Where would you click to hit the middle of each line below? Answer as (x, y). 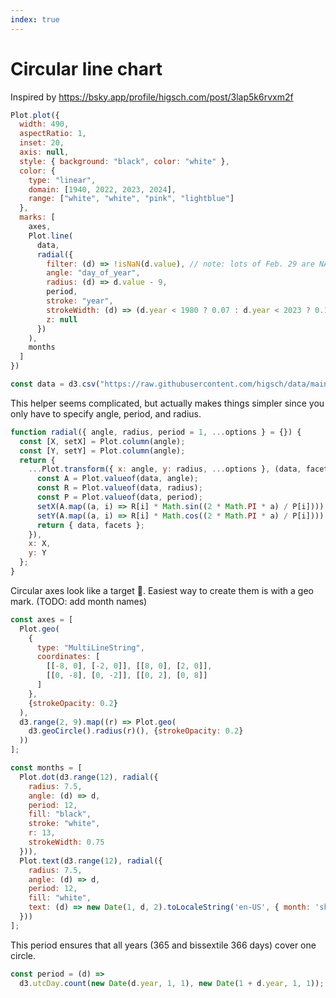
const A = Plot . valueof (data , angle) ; (117, 479)
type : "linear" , (62, 180)
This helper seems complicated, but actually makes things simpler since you (167, 403)
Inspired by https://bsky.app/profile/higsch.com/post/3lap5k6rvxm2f (152, 97)
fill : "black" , (60, 814)
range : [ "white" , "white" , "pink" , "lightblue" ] (131, 199)
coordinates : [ (68, 657)
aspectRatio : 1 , (53, 134)
